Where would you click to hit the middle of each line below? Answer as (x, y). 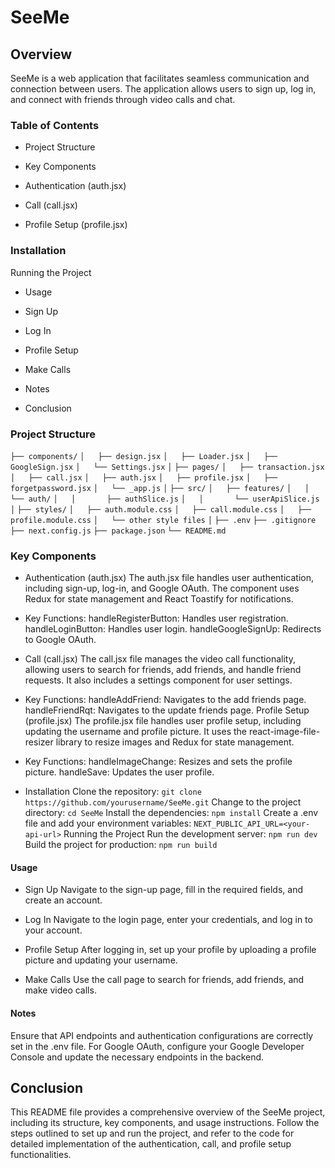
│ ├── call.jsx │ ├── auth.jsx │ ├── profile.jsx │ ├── (144, 477)
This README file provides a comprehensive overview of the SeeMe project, (168, 1112)
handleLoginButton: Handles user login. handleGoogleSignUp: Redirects (173, 629)
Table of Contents (55, 125)
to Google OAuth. (60, 640)
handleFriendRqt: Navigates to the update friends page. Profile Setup (167, 710)
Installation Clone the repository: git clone (113, 792)
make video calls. (60, 990)
